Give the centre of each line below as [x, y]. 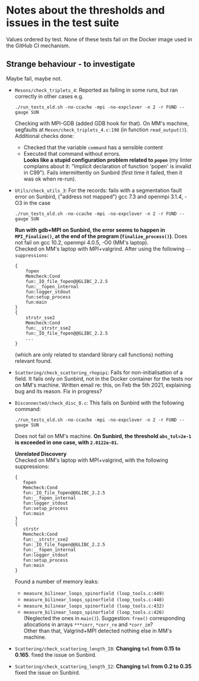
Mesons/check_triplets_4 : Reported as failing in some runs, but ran [96, 90]
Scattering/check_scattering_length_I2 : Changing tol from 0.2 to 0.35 [103, 666]
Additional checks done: [44, 136]
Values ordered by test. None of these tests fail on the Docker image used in [99, 39]
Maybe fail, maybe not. [34, 78]
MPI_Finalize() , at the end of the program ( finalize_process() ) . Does [101, 236]
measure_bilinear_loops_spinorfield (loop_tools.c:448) [94, 600]
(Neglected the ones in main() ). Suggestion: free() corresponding [104, 618]
